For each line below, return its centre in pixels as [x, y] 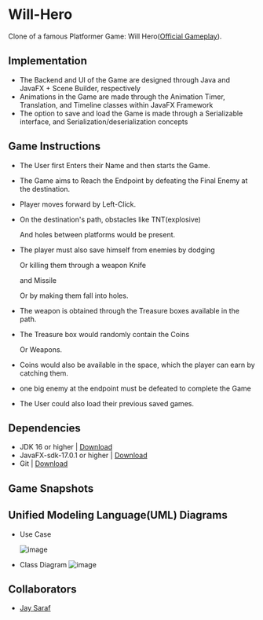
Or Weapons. [41, 349]
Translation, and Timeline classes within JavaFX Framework [116, 105]
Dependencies [44, 428]
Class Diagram [43, 564]
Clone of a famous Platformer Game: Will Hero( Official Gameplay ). [115, 36]
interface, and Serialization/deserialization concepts [104, 121]
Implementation [48, 61]
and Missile [38, 280]
